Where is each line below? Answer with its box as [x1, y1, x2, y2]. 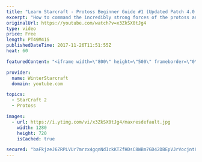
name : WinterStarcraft [11, 75, 69, 81]
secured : [6, 146, 28, 153]
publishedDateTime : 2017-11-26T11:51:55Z [6, 43, 112, 49]
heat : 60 [6, 48, 28, 54]
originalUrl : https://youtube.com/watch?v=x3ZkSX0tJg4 [6, 20, 147, 26]
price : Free [6, 31, 36, 37]
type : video [6, 25, 36, 32]
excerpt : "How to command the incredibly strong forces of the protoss [6, 14, 189, 20]
